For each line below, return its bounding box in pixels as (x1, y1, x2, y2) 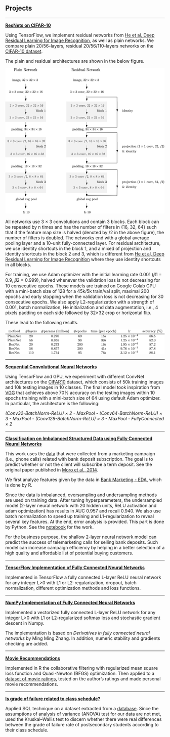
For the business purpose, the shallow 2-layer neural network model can (5, 534, 157, 540)
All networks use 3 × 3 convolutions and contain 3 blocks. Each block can (5, 219, 159, 225)
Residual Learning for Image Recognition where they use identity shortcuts (5, 256, 161, 262)
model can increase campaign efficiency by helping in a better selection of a (5, 545, 165, 551)
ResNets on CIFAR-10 (5, 22, 51, 28)
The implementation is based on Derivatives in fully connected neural (5, 630, 150, 636)
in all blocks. (5, 262, 31, 268)
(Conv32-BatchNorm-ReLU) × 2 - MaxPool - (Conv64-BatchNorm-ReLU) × (5, 410, 163, 416)
